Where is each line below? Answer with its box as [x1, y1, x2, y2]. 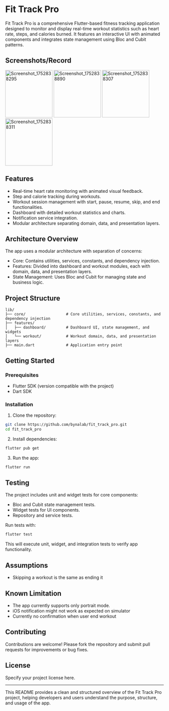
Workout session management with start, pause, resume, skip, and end [12, 198, 160, 205]
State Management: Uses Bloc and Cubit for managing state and [12, 274, 146, 280]
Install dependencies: [12, 435, 57, 442]
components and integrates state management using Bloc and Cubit [5, 36, 146, 42]
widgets [5, 330, 22, 335]
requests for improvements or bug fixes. [5, 646, 89, 652]
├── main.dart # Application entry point [5, 343, 123, 348]
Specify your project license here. [5, 675, 75, 681]
